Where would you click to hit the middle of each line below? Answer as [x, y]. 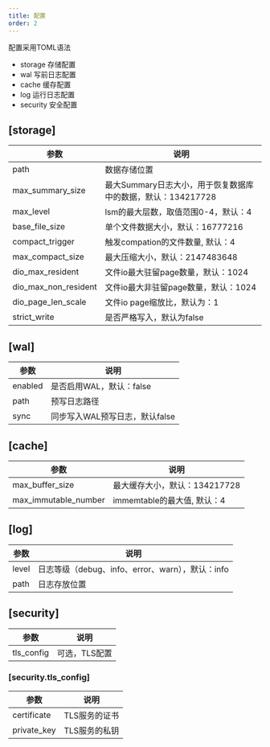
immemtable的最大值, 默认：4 [169, 500]
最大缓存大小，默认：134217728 [177, 485]
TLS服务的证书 [92, 715]
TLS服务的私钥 [92, 730]
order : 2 [23, 23]
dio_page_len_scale [49, 302]
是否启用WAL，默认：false [101, 387]
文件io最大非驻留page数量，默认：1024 [181, 288]
